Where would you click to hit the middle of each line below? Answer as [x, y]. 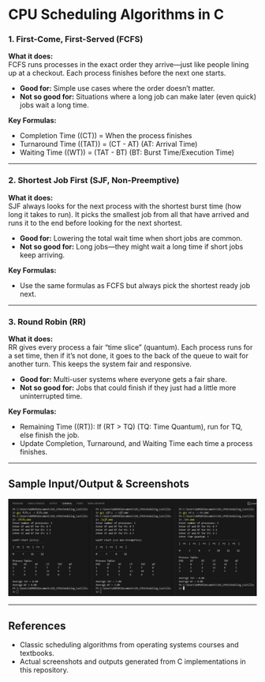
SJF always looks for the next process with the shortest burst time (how [125, 206]
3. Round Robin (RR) [47, 321]
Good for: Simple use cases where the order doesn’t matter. [117, 88]
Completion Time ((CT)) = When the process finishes [106, 136]
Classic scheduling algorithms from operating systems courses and [129, 645]
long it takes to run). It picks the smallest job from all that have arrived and [129, 214]
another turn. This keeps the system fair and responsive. [100, 364]
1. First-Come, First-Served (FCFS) [76, 39]
